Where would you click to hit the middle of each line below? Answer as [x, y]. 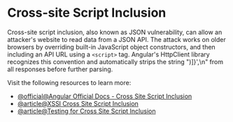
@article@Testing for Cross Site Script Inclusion [86, 111]
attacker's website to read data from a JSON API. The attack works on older [116, 39]
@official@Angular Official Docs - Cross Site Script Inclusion [105, 96]
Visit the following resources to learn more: [69, 82]
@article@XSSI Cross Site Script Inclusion [78, 103]
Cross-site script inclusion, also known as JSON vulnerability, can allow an [115, 32]
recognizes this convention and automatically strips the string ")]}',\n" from [115, 61]
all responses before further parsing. [60, 69]
